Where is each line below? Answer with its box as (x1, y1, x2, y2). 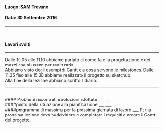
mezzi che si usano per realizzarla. (5, 62, 75, 67)
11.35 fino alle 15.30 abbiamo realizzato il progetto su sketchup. (5, 72, 132, 78)
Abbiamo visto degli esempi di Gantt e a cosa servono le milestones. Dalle (5, 67, 154, 73)
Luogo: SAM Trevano (5, 4, 49, 10)
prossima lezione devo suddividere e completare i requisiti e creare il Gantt (5, 112, 156, 117)
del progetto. (5, 117, 31, 123)
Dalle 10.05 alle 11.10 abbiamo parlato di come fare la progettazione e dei (5, 57, 150, 63)
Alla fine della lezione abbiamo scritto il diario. (5, 78, 98, 83)
